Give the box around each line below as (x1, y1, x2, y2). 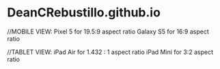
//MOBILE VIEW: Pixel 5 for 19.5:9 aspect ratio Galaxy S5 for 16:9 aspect (7, 27, 210, 36)
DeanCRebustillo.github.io (7, 5, 161, 20)
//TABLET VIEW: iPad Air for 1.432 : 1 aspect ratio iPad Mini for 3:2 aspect (7, 48, 214, 56)
